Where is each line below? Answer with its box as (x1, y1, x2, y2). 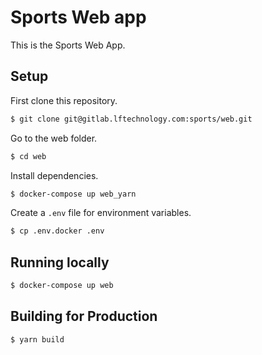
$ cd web (10, 151, 47, 161)
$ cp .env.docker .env (10, 226, 105, 236)
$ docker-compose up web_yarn (10, 189, 137, 199)
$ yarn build (10, 334, 65, 345)
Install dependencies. (10, 169, 99, 181)
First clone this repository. (10, 94, 118, 106)
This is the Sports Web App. (10, 39, 126, 51)
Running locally (10, 254, 110, 271)
